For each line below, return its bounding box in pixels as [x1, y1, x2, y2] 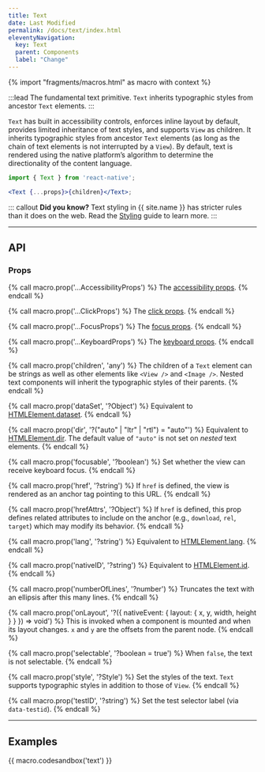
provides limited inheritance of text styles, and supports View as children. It [8, 124, 252, 134]
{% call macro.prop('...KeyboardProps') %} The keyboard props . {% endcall [8, 337, 254, 346]
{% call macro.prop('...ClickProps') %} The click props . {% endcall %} [8, 306, 235, 316]
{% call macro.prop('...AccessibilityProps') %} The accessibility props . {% [8, 282, 248, 293]
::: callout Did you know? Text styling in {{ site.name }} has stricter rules [8, 202, 242, 212]
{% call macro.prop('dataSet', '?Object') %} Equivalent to [8, 401, 193, 411]
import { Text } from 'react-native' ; [8, 173, 136, 182]
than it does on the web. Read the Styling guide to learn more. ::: [8, 210, 218, 220]
